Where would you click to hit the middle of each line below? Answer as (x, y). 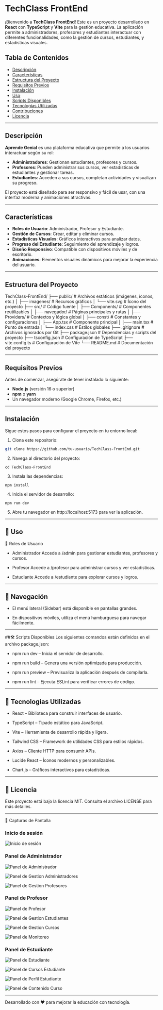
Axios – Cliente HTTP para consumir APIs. (54, 751)
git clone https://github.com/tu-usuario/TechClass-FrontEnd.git (72, 449)
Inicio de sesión (24, 833)
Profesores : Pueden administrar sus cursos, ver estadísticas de (76, 167)
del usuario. (24, 265)
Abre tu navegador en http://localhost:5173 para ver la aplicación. (77, 512)
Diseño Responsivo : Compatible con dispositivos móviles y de (74, 249)
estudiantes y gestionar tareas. (43, 172)
